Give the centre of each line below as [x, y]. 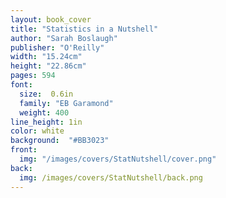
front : [24, 150]
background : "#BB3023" [60, 141]
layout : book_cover [51, 19]
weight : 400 [44, 112]
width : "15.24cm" [46, 57]
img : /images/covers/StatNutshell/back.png [111, 177]
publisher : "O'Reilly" [57, 47]
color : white [37, 131]
